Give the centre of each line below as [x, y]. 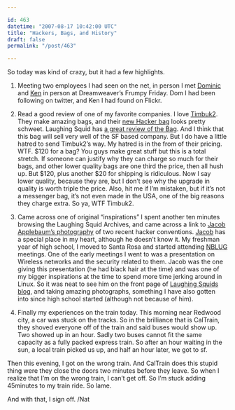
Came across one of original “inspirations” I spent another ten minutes [119, 217]
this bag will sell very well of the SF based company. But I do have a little [122, 137]
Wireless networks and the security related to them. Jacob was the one [120, 262]
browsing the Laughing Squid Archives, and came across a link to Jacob [121, 224]
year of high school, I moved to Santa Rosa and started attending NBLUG [122, 247]
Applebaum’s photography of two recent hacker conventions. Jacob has [121, 232]
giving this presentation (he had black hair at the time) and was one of [118, 269]
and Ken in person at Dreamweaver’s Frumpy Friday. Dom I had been [116, 93]
